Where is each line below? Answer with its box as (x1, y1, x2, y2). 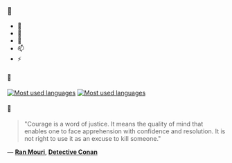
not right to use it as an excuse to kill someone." (24, 134, 161, 142)
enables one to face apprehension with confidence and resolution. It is (24, 127, 226, 135)
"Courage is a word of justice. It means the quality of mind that (24, 119, 204, 128)
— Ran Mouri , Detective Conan (7, 148, 98, 156)
